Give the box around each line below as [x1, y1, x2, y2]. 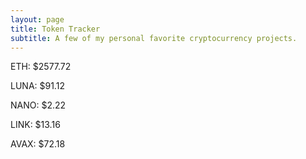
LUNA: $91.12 [10, 80, 65, 92]
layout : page [10, 14, 65, 25]
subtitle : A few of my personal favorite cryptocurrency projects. [10, 33, 298, 43]
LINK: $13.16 [10, 119, 61, 131]
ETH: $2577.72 [10, 61, 72, 73]
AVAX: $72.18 [10, 138, 66, 150]
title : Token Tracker [10, 24, 101, 34]
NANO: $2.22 [10, 99, 67, 111]
